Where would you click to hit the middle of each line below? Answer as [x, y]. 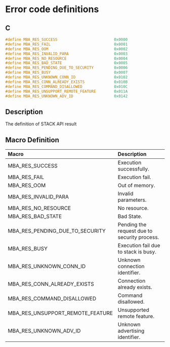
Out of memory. [136, 185]
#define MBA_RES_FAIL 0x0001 [67, 44]
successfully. [133, 169]
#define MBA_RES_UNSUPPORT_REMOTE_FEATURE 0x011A [67, 91]
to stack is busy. [137, 252]
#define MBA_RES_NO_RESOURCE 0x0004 [67, 58]
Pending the [132, 225]
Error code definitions [52, 9]
